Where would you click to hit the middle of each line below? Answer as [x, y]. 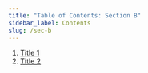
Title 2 [30, 61]
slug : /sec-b [30, 30]
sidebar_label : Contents [50, 23]
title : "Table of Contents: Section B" [75, 15]
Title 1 [30, 53]
